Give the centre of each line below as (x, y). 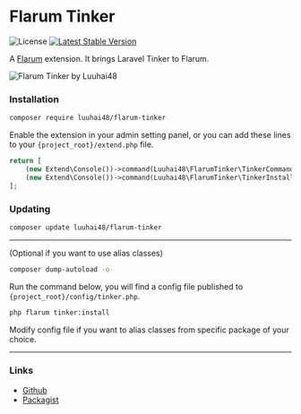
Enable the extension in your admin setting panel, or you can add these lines (150, 135)
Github (34, 390)
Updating (30, 209)
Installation (34, 99)
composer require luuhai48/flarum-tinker (88, 118)
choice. (23, 339)
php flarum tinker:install (60, 312)
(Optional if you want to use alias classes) (86, 253)
